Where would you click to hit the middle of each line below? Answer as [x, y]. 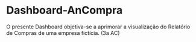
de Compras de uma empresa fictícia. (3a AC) [63, 33]
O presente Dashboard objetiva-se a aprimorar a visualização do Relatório [98, 27]
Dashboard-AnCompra [65, 10]
